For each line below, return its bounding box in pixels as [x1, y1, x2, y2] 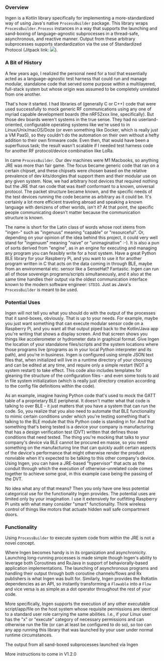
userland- [138, 116, 158, 122]
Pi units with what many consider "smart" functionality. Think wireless [5, 501, 146, 507]
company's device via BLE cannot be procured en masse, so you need [5, 439, 147, 445]
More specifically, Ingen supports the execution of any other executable [5, 601, 150, 607]
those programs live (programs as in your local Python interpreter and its [5, 346, 152, 352]
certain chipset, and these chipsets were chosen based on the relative [5, 167, 147, 173]
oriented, [5, 122, 23, 128]
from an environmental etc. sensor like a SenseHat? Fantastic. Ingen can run [5, 265, 159, 271]
